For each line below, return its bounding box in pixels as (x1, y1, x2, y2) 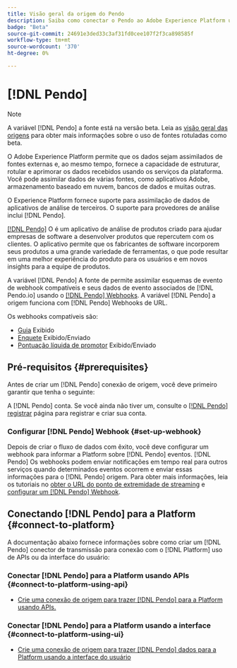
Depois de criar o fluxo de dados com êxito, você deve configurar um (7, 443, 209, 451)
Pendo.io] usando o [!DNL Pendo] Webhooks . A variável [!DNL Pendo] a (7, 291, 217, 299)
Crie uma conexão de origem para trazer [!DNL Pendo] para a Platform (17, 595, 224, 604)
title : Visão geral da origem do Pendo (7, 10, 125, 18)
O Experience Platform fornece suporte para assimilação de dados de (7, 196, 210, 204)
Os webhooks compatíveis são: (7, 312, 99, 320)
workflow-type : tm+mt (7, 37, 71, 44)
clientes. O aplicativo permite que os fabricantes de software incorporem (7, 240, 220, 248)
